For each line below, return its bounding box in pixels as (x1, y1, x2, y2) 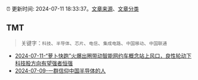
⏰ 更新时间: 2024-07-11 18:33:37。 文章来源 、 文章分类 (6, 5, 139, 12)
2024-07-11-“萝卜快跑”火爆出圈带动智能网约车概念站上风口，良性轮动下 (14, 52, 192, 59)
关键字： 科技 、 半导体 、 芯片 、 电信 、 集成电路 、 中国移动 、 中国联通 (20, 39, 167, 47)
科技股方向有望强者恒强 (14, 59, 73, 67)
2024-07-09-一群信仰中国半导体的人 (14, 67, 106, 74)
